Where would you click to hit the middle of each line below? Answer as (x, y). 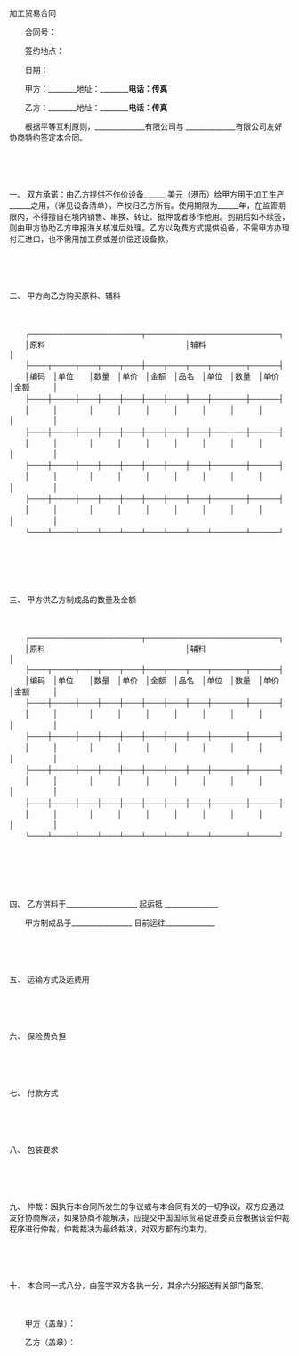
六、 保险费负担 (38, 1036)
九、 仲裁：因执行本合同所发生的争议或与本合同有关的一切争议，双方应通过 (147, 1207)
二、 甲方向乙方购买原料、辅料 (65, 295)
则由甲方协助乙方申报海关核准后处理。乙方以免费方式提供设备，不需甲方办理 (149, 228)
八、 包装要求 (34, 1150)
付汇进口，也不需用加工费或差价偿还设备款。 (91, 239)
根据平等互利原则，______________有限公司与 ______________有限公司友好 (154, 126)
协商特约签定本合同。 (48, 137)
